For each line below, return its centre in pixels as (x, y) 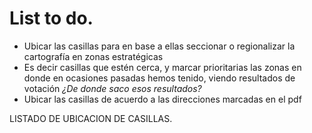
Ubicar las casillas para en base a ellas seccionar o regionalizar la (159, 46)
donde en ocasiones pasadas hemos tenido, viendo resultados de (159, 78)
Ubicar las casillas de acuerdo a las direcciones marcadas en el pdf (162, 99)
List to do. (51, 18)
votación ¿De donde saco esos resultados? (112, 88)
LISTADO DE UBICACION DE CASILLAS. (91, 118)
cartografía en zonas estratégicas (93, 56)
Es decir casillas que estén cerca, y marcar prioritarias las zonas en (162, 67)
